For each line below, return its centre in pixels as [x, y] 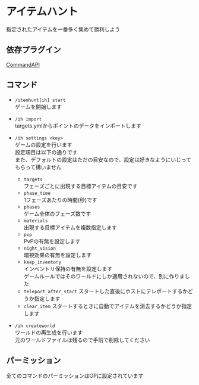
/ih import [28, 119]
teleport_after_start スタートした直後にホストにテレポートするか [106, 291]
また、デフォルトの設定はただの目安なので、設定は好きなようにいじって [103, 159]
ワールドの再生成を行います [49, 332]
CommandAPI [23, 64]
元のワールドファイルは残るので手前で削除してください [82, 340]
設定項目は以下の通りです [46, 152]
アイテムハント [42, 12]
